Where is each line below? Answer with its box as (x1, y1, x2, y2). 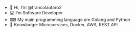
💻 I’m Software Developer (9, 10, 63, 15)
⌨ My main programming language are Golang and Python (9, 17, 131, 22)
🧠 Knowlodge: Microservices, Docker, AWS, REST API (9, 22, 118, 27)
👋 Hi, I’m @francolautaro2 (9, 5, 62, 10)
